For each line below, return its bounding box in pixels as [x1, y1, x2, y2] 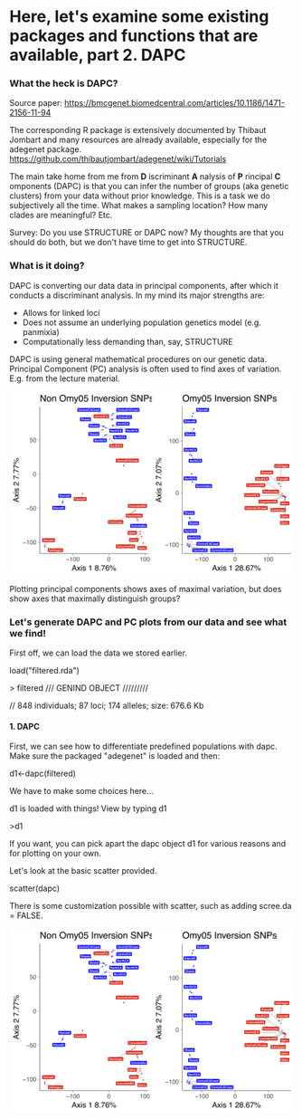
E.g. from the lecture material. [9, 373, 120, 384]
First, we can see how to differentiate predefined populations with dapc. [9, 741, 278, 752]
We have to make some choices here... [9, 786, 154, 797]
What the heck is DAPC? [9, 77, 118, 90]
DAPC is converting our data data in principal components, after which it [9, 280, 278, 291]
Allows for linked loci [22, 307, 100, 318]
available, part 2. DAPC [9, 45, 186, 65]
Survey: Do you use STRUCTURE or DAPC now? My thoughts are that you [9, 227, 285, 238]
